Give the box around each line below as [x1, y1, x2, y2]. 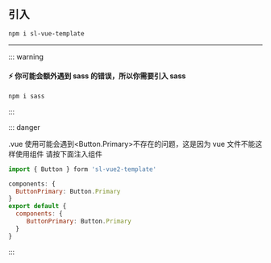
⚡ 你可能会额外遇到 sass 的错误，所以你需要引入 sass [8, 71, 186, 81]
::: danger [8, 122, 40, 131]
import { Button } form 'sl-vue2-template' [8, 165, 157, 173]
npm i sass [8, 92, 45, 100]
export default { [8, 202, 67, 211]
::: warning [8, 52, 44, 61]
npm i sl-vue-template [8, 29, 85, 38]
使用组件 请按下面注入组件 [15, 148, 102, 159]
